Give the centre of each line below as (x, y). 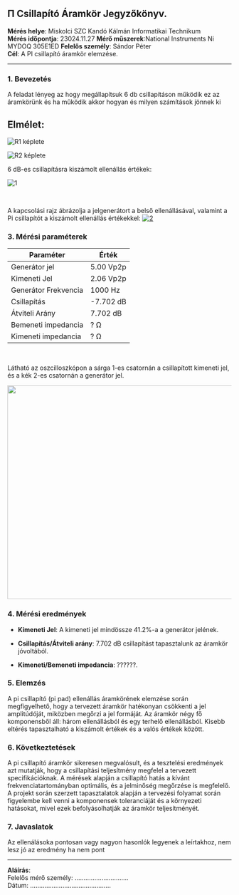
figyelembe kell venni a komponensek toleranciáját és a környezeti (105, 801)
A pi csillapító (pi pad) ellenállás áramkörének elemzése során (98, 698)
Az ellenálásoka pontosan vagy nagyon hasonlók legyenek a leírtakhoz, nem (119, 842)
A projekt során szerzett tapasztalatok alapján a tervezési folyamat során (114, 793)
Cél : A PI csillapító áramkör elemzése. (63, 53)
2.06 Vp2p (108, 279)
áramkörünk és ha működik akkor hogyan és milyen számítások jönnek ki (114, 102)
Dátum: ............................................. (59, 886)
